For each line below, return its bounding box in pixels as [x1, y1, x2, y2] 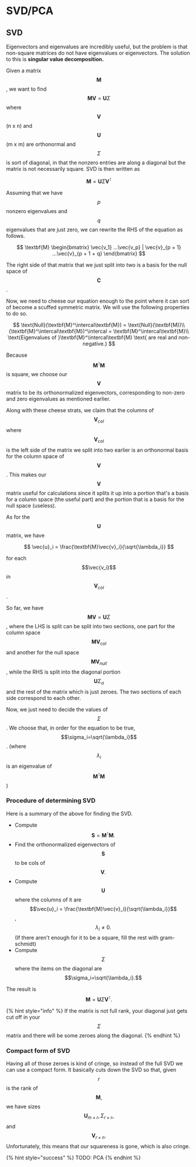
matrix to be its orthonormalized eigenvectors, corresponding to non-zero [6, 389, 185, 396]
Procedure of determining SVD [6, 797, 96, 805]
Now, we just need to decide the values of [6, 706, 108, 713]
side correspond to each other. [6, 695, 81, 702]
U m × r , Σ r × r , [84, 1112, 114, 1121]
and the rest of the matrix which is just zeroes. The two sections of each [6, 688, 181, 695]
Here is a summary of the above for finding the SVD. [6, 810, 133, 817]
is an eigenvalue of [6, 762, 52, 770]
